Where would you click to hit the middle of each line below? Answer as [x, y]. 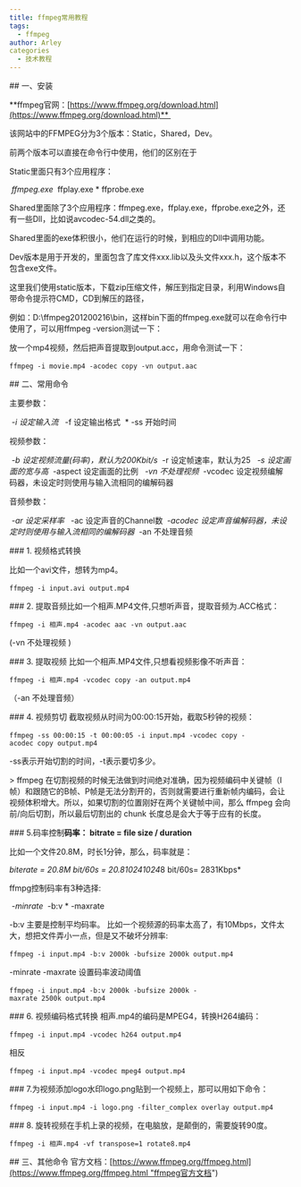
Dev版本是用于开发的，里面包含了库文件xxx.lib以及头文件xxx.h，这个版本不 [148, 257]
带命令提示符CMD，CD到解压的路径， [79, 298]
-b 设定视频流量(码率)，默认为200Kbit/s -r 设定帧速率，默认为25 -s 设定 [147, 460]
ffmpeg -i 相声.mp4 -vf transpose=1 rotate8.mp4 [100, 1144]
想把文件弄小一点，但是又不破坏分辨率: [96, 935]
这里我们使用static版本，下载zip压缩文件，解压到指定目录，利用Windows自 [147, 287]
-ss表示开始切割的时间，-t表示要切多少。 [85, 761]
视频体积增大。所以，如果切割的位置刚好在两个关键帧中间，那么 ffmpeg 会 [146, 803]
